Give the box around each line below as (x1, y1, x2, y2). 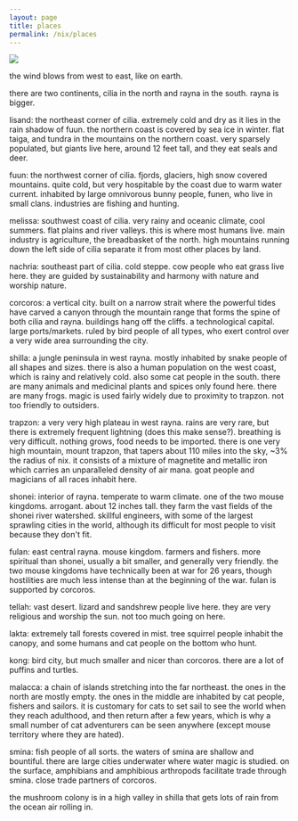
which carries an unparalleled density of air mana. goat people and (9, 464, 255, 475)
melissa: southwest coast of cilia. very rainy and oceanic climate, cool (9, 216, 265, 226)
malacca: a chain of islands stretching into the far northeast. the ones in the (9, 682, 286, 693)
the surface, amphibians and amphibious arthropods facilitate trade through (9, 766, 287, 776)
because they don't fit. (9, 530, 93, 540)
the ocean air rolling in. (9, 801, 93, 812)
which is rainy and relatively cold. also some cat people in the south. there (9, 372, 281, 382)
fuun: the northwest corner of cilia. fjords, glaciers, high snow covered (9, 170, 268, 181)
